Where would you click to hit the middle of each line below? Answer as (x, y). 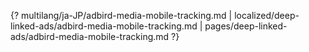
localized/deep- (267, 15)
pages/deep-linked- (246, 26)
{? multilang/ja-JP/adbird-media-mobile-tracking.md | (121, 15)
